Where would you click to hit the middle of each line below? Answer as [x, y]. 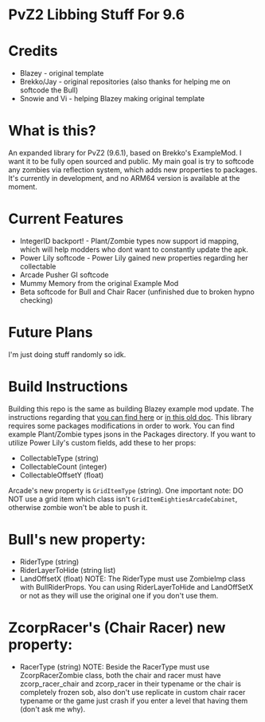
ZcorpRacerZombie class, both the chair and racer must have [120, 675]
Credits [33, 51]
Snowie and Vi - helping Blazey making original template [112, 99]
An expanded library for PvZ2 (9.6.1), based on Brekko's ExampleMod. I [125, 153]
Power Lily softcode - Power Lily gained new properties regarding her [134, 258]
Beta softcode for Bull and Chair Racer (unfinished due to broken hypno [137, 292]
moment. [23, 187]
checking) [36, 300]
